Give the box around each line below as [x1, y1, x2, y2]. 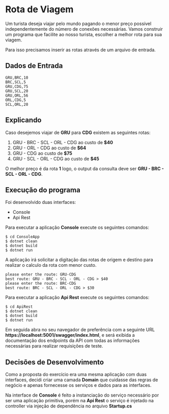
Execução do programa [5, 186, 80, 194]
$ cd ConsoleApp [5, 234, 40, 240]
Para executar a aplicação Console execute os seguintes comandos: [5, 224, 149, 231]
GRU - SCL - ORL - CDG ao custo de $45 [12, 155, 99, 162]
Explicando [5, 116, 42, 125]
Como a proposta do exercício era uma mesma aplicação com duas [5, 372, 147, 378]
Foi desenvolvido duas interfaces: [5, 199, 76, 205]
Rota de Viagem [5, 4, 74, 15]
